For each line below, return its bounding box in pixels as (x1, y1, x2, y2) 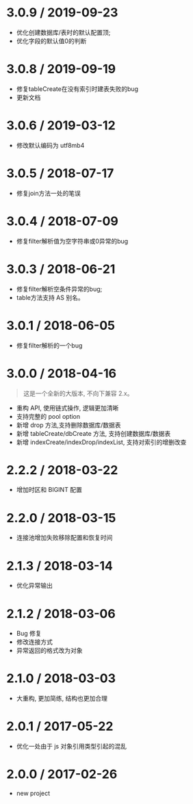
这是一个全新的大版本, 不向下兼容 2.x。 (23, 389, 133, 398)
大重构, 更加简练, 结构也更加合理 (16, 695, 107, 703)
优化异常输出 (16, 582, 53, 590)
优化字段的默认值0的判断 (16, 36, 87, 45)
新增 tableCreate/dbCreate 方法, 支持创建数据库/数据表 (16, 429, 171, 437)
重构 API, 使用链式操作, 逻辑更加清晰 (16, 404, 119, 412)
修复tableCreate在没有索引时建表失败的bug (16, 84, 138, 93)
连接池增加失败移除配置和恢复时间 (16, 534, 113, 542)
